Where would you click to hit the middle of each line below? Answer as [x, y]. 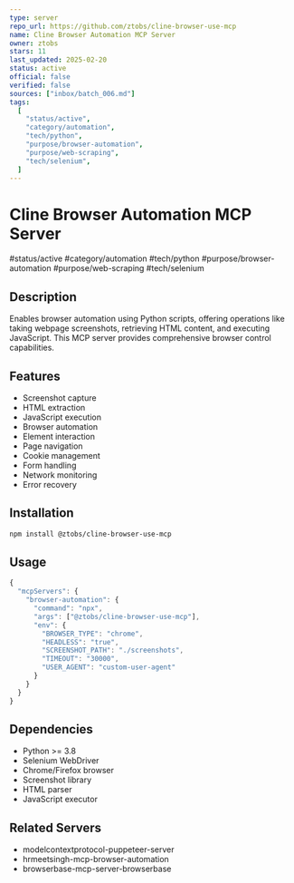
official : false [40, 77]
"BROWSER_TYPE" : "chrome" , [93, 634]
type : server [34, 18]
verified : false [40, 85]
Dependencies [51, 729]
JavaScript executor [60, 800]
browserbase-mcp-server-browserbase [97, 869]
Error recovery [49, 484]
